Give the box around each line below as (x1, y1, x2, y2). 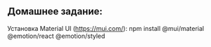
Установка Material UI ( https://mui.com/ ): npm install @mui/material (7, 24, 205, 32)
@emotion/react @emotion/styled (7, 32, 105, 40)
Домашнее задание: (7, 6, 103, 18)
